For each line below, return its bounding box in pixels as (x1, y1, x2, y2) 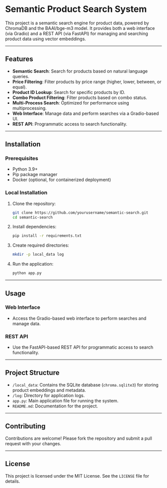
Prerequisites (5, 155, 38, 162)
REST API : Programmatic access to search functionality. (12, 121, 128, 127)
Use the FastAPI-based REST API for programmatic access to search (12, 344, 154, 350)
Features (5, 55, 33, 63)
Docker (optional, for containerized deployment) (12, 177, 111, 183)
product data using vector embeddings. (5, 36, 86, 42)
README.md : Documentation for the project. (12, 403, 98, 409)
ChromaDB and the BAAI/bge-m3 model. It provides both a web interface (5, 25, 155, 31)
